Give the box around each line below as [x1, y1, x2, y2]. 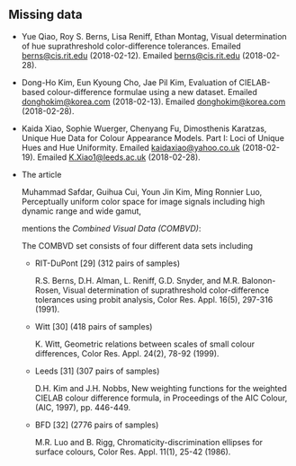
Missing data [8, 7, 83, 22]
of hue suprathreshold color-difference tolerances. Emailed [21, 40, 242, 51]
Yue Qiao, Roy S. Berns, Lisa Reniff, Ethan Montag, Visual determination [21, 31, 287, 41]
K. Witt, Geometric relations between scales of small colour [34, 339, 256, 349]
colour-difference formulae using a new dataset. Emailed [47, 86, 258, 97]
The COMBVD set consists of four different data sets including [21, 240, 254, 251]
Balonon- [241, 275, 276, 286]
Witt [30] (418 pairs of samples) [34, 321, 153, 331]
